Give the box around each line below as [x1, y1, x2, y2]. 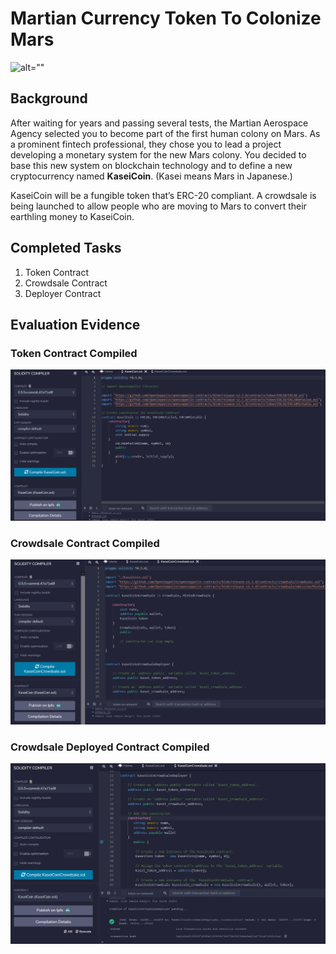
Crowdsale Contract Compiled [10, 536, 160, 550]
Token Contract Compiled [10, 346, 138, 360]
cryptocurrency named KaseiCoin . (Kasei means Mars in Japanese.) [10, 170, 293, 182]
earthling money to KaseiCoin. [10, 210, 135, 222]
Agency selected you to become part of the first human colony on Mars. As [10, 127, 321, 139]
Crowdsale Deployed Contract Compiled [10, 740, 210, 754]
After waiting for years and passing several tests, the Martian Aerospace [10, 117, 309, 129]
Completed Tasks [10, 240, 122, 257]
